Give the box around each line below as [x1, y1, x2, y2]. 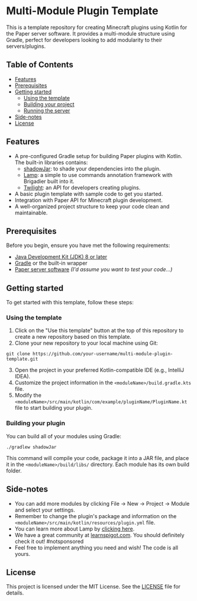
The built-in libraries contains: [14, 159, 88, 166]
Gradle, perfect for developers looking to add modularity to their [6, 36, 163, 43]
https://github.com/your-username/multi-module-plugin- [32, 351, 173, 357]
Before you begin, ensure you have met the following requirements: [6, 242, 170, 249]
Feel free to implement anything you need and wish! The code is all [14, 544, 179, 551]
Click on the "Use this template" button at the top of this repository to [14, 327, 184, 334]
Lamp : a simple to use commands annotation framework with [23, 171, 173, 178]
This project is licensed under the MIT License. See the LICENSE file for [6, 583, 181, 590]
